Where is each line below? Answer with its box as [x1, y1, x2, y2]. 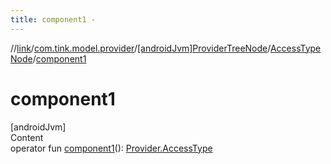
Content [10, 131, 44, 143]
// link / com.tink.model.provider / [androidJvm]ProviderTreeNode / [10, 42, 271, 54]
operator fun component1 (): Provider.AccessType [10, 142, 213, 154]
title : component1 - [10, 14, 97, 25]
